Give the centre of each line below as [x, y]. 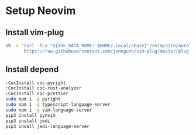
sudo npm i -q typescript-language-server [58, 105]
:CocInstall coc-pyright [36, 83]
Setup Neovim [41, 11]
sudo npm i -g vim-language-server [49, 110]
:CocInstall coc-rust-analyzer [44, 88]
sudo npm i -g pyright [33, 99]
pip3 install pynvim [31, 115]
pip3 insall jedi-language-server [48, 126]
